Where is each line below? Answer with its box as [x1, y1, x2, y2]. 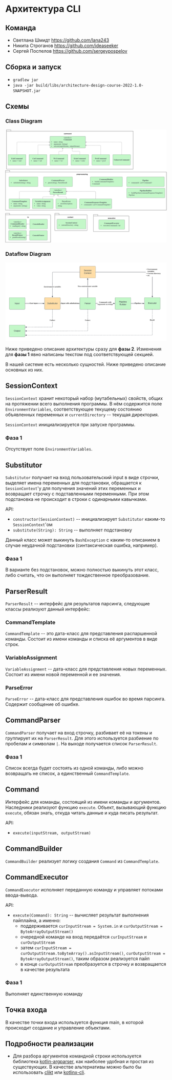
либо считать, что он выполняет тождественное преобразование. [5, 572, 150, 578]
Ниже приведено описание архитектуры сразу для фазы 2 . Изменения [5, 346, 162, 352]
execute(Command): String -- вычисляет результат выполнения [12, 912, 149, 918]
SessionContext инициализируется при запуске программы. [5, 421, 136, 427]
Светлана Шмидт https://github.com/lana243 [12, 37, 109, 43]
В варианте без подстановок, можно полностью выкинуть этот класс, [5, 567, 159, 573]
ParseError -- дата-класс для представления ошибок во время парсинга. [5, 696, 166, 702]
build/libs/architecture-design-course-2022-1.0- [35, 83, 144, 88]
